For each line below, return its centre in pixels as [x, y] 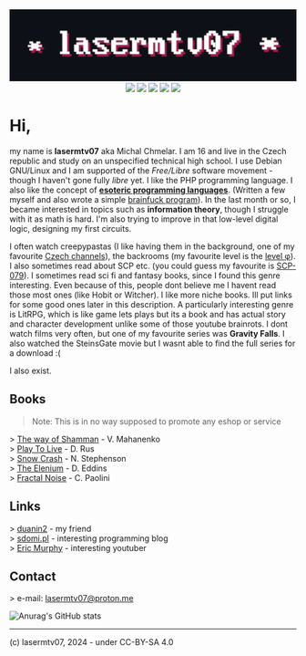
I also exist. [31, 370]
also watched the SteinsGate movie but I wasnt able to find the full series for [153, 343]
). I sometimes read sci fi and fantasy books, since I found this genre [152, 275]
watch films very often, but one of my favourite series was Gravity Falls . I [147, 333]
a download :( [35, 353]
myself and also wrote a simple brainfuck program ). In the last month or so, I [153, 199]
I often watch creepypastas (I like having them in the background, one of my [152, 246]
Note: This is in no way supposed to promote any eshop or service [156, 421]
